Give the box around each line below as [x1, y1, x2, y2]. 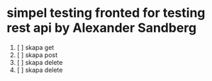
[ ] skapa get [16, 43, 55, 51]
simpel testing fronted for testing [6, 5, 206, 21]
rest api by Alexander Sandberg [6, 20, 196, 36]
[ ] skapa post [16, 51, 58, 59]
